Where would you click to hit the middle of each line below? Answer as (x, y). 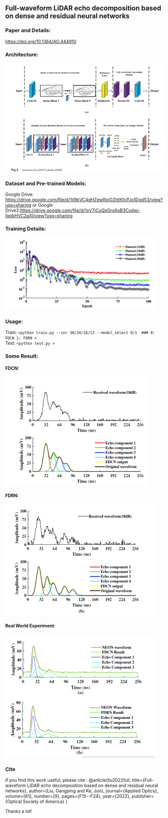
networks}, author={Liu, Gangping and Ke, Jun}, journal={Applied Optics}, (82, 791)
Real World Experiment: (30, 626)
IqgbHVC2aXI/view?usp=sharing (39, 215)
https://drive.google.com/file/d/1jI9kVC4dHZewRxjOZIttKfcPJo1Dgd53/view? (84, 199)
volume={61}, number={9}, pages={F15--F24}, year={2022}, (68, 796)
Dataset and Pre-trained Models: (46, 183)
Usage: (14, 321)
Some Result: (22, 356)
